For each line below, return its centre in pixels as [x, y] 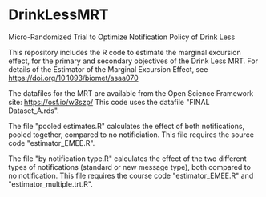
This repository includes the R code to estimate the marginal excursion [125, 52]
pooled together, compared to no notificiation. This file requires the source [131, 135]
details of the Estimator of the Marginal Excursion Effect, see [108, 69]
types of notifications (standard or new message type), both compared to [129, 167]
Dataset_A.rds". [34, 111]
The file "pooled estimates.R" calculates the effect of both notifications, [127, 126]
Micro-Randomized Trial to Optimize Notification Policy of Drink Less [122, 37]
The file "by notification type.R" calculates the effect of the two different [127, 159]
